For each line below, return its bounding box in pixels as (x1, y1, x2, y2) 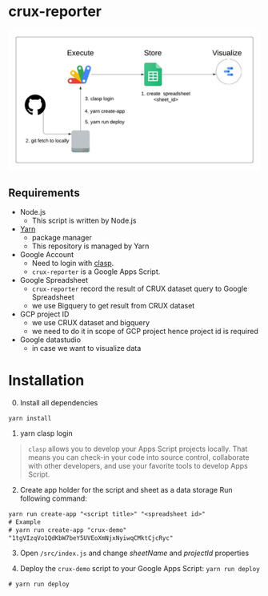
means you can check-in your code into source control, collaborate (27, 453, 250, 462)
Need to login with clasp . (31, 259, 114, 268)
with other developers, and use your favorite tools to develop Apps (27, 461, 248, 471)
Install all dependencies (19, 398, 98, 408)
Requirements (8, 186, 80, 199)
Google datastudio (19, 335, 82, 344)
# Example (8, 518, 42, 526)
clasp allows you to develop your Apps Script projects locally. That (27, 444, 248, 454)
